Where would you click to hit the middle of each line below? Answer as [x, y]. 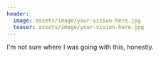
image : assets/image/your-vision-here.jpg [77, 21]
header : [18, 14]
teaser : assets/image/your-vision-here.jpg [78, 27]
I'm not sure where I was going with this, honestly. [80, 47]
